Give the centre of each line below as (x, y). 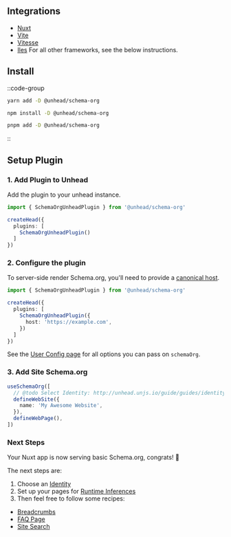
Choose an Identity (44, 484)
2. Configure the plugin (46, 263)
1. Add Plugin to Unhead (48, 179)
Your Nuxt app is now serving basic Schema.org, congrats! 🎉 (93, 457)
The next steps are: (34, 471)
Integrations (34, 11)
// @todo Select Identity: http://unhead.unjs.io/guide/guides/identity (120, 393)
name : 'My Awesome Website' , (61, 406)
